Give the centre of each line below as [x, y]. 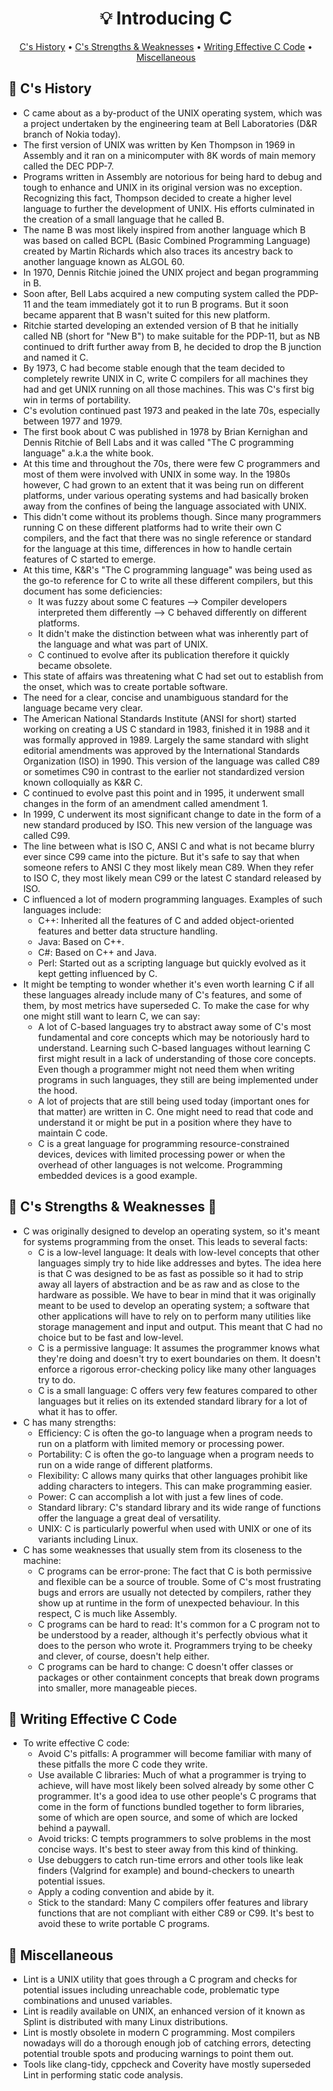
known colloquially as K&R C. [82, 782]
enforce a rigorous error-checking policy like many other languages [177, 1369]
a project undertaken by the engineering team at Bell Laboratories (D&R [170, 123]
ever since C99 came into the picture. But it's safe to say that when [161, 856]
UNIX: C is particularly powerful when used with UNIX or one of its [174, 1528]
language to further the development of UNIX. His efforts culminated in [168, 208]
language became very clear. [82, 708]
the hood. [57, 1090]
